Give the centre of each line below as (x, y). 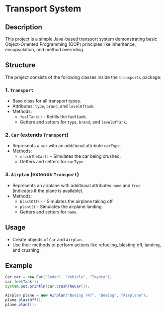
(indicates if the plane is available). (48, 191)
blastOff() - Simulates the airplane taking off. (67, 201)
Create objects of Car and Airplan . (47, 239)
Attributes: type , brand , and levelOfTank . (53, 106)
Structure (20, 65)
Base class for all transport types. (47, 101)
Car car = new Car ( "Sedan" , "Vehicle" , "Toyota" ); (59, 277)
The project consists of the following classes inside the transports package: (83, 77)
